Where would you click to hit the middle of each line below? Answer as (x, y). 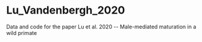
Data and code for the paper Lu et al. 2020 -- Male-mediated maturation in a (101, 27)
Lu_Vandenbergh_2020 (66, 10)
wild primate (22, 33)
